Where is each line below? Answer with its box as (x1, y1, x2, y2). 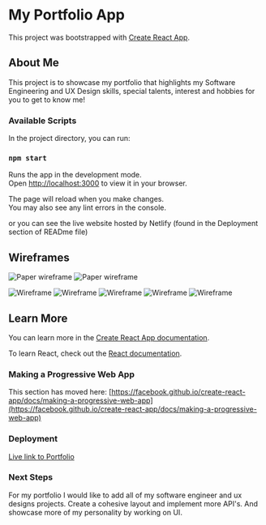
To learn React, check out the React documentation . (8, 348, 182, 358)
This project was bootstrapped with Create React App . (8, 32, 191, 42)
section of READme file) (8, 227, 88, 237)
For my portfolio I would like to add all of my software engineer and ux (8, 490, 242, 500)
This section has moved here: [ (8, 387, 112, 397)
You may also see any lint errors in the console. (8, 203, 166, 212)
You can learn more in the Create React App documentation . (8, 332, 210, 342)
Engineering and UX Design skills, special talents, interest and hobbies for (8, 86, 255, 96)
